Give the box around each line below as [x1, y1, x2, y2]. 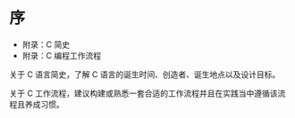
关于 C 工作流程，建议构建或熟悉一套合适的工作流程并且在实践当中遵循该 [9, 88, 279, 98]
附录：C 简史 [21, 39, 70, 50]
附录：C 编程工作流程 [21, 50, 101, 60]
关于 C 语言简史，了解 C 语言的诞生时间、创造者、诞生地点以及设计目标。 [9, 68, 281, 80]
